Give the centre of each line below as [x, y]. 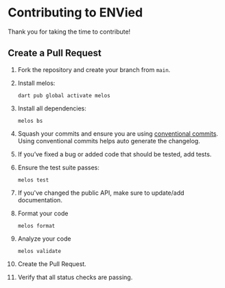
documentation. [40, 200]
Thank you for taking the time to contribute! [69, 32]
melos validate [39, 251]
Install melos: [36, 83]
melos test [33, 180]
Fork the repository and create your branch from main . [94, 69]
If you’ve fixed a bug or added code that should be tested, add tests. [115, 154]
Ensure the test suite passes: [59, 167]
